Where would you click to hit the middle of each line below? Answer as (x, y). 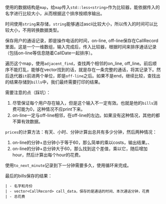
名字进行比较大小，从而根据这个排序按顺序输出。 (55, 13)
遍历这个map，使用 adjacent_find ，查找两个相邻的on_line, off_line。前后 (79, 63)
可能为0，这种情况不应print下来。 (51, 109)
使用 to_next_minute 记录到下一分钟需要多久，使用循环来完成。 (68, 165)
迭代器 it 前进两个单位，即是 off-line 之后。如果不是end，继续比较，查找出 (85, 76)
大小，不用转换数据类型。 (35, 30)
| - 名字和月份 (19, 186)
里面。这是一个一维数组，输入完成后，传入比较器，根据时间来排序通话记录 (81, 47)
